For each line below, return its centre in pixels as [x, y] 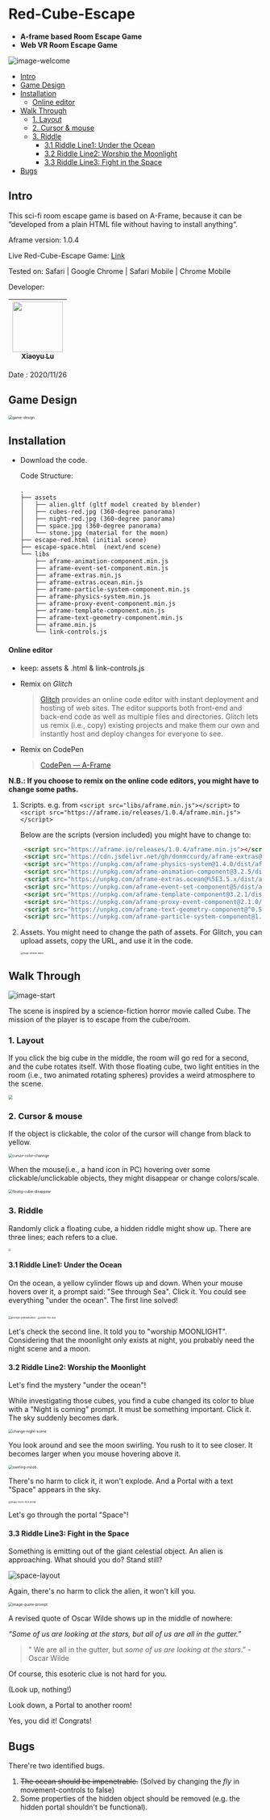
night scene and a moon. [50, 1348]
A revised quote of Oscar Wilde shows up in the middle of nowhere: [120, 1618]
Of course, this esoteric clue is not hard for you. [88, 1674]
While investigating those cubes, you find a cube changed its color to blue [131, 1401]
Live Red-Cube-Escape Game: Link [67, 255]
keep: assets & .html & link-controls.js [82, 668]
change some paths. [44, 789]
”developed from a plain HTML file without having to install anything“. [123, 224]
